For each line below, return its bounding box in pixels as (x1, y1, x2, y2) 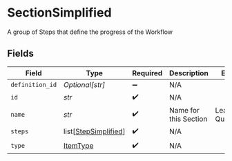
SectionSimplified (7, 5, 112, 21)
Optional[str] (63, 79, 106, 89)
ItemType (63, 141, 94, 151)
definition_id (10, 81, 57, 88)
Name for (168, 105, 200, 115)
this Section (168, 114, 208, 124)
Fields (7, 48, 35, 59)
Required (132, 68, 163, 77)
